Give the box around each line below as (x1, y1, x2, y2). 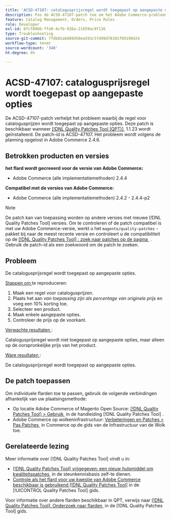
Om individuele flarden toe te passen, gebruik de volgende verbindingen (5, 390, 157, 396)
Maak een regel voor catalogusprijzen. (12, 290, 94, 296)
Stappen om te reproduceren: (5, 280, 67, 286)
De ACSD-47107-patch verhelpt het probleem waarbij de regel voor (5, 115, 147, 121)
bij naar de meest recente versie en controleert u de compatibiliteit (20, 231, 160, 237)
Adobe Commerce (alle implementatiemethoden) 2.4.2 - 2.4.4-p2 (12, 195, 150, 201)
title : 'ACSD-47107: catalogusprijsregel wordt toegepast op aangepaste (5, 7, 163, 13)
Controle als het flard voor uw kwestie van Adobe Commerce (12, 476, 141, 482)
